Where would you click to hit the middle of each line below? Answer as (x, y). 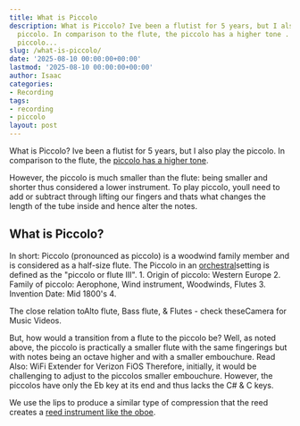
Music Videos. (36, 320)
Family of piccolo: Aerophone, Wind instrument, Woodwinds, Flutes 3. (137, 284)
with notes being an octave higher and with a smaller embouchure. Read (142, 356)
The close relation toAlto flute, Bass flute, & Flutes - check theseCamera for (148, 311)
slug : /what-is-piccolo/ (55, 51)
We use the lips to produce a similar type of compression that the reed (139, 402)
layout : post (33, 126)
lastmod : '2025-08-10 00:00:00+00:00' (81, 68)
